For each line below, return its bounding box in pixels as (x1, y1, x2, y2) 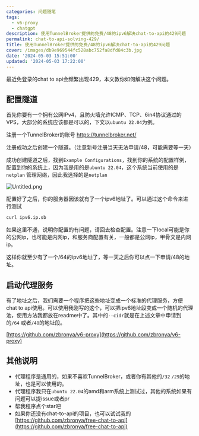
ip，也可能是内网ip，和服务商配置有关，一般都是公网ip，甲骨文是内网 (21, 234, 191, 241)
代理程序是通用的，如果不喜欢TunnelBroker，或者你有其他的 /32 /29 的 (14, 373, 185, 380)
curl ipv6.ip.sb (6, 215, 46, 221)
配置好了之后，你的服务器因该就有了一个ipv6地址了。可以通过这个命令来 (6, 195, 184, 202)
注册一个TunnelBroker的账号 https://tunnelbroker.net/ (6, 131, 137, 138)
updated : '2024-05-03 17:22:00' (6, 58, 86, 64)
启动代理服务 (6, 280, 53, 290)
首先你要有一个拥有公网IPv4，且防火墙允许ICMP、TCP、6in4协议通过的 (6, 111, 182, 119)
